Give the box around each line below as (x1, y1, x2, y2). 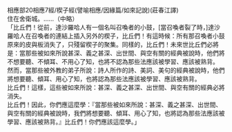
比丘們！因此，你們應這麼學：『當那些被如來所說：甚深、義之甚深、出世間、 (7, 100, 222, 109)
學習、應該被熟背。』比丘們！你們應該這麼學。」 (7, 118, 140, 126)
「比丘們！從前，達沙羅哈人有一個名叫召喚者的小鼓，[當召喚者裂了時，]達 (7, 23, 215, 31)
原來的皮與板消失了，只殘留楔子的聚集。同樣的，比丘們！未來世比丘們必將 (7, 41, 219, 48)
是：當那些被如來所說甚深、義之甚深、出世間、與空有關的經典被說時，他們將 (7, 49, 225, 57)
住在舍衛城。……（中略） (7, 14, 79, 23)
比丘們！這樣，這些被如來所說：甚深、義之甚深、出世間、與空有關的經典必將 (7, 83, 225, 91)
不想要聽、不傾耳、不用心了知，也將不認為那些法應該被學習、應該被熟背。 (7, 58, 219, 65)
